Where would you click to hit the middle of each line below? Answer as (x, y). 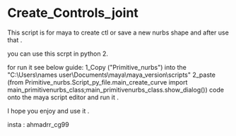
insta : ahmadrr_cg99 (38, 124)
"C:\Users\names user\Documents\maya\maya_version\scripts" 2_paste (111, 75)
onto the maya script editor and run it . (63, 97)
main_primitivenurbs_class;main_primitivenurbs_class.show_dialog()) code (116, 89)
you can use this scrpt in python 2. (58, 54)
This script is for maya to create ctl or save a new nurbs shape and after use (118, 32)
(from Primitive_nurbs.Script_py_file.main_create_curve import (98, 82)
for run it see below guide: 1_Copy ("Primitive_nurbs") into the (97, 67)
